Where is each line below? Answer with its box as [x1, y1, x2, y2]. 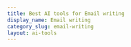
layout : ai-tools [7, 29, 57, 37]
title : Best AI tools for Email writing [7, 10, 125, 17]
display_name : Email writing [7, 17, 91, 23]
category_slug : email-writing [7, 23, 94, 30]
